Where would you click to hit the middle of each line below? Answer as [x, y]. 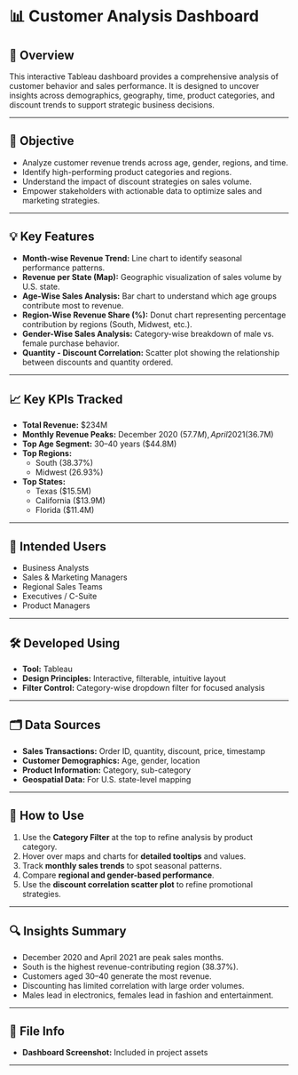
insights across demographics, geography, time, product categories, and [142, 95]
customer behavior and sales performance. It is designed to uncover [134, 86]
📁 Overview [42, 55]
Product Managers [56, 606]
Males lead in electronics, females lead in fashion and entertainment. [148, 995]
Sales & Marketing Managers [74, 577]
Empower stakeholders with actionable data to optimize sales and [142, 190]
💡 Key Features [52, 237]
